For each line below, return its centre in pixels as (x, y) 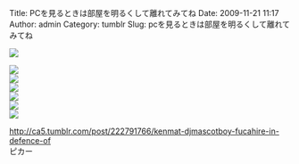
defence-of (30, 140)
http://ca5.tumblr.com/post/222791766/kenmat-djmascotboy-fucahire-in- (144, 131)
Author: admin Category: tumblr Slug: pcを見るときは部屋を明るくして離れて (149, 24)
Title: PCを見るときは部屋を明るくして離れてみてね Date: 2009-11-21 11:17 (144, 13)
